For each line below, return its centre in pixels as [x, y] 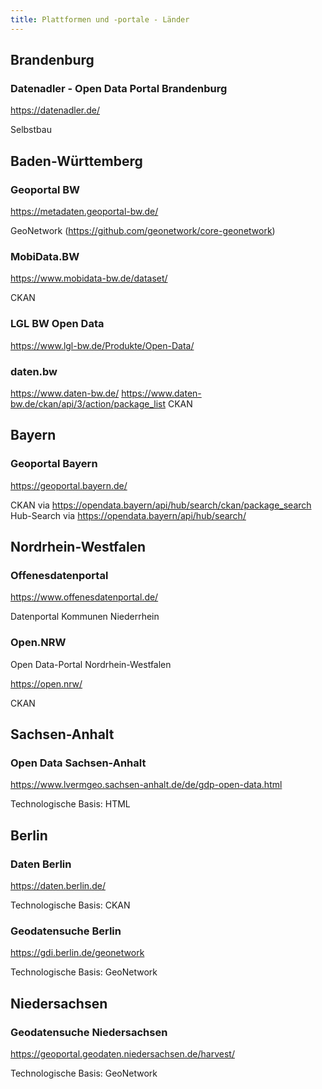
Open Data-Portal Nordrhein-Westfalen [91, 664]
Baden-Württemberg [76, 161]
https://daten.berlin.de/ [58, 885]
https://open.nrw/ [46, 683]
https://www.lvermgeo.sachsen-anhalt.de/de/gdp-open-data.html [146, 785]
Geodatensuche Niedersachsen [89, 1032]
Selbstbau [31, 130]
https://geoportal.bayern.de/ [69, 485]
